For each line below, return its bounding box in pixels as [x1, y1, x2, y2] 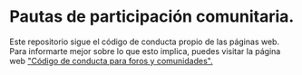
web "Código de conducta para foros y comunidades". [9, 55, 213, 66]
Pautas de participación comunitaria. [9, 6, 295, 27]
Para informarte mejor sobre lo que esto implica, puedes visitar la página [9, 45, 281, 56]
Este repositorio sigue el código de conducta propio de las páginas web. [9, 36, 279, 47]
